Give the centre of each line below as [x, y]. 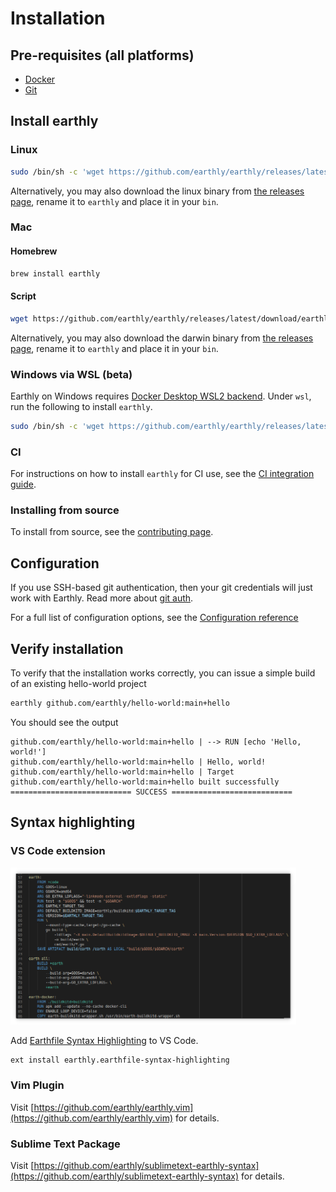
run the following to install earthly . [81, 406]
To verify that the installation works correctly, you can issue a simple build [163, 673]
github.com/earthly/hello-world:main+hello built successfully [145, 782]
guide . [23, 484]
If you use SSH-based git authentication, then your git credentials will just [161, 588]
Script [23, 296]
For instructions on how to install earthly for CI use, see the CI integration [162, 474]
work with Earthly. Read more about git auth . [102, 598]
